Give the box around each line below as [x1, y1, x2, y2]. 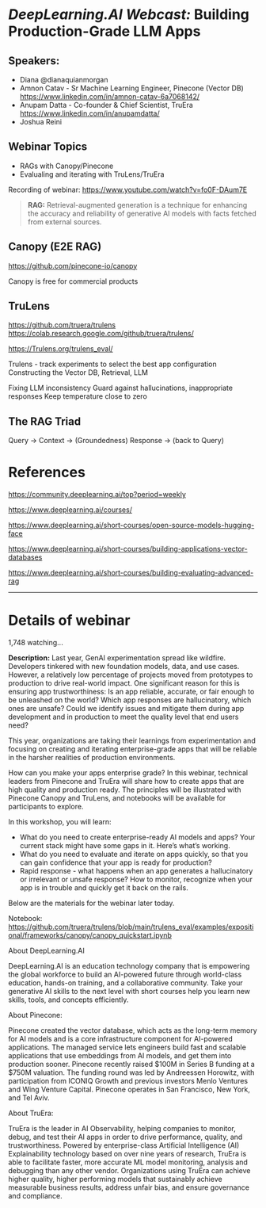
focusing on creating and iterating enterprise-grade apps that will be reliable [8, 744, 257, 754]
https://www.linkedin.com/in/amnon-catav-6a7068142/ [19, 92, 200, 101]
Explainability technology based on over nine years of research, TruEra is [8, 1149, 247, 1159]
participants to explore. [8, 802, 84, 812]
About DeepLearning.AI [8, 946, 85, 956]
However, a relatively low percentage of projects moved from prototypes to [8, 670, 253, 679]
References [8, 464, 85, 481]
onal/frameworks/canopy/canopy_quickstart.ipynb [8, 931, 173, 940]
